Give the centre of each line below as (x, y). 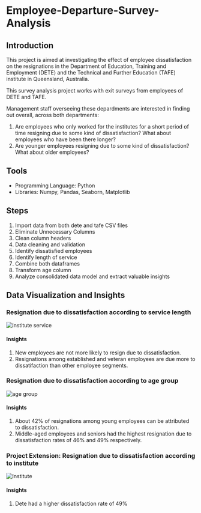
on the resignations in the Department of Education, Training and (86, 66)
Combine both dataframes (47, 263)
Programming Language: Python (55, 185)
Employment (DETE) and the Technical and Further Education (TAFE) (91, 72)
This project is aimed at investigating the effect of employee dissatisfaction (99, 60)
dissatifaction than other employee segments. (71, 365)
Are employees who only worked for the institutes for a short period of (102, 126)
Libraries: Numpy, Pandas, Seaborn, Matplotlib (72, 192)
